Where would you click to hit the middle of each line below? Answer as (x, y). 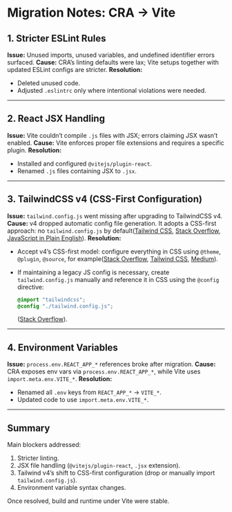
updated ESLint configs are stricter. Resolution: (75, 70)
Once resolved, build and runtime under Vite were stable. (88, 501)
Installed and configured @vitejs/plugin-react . (84, 164)
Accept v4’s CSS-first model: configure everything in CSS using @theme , (119, 251)
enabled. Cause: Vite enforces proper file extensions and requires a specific (116, 143)
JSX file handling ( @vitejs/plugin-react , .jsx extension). (99, 465)
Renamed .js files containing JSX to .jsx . (77, 170)
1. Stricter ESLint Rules (57, 38)
